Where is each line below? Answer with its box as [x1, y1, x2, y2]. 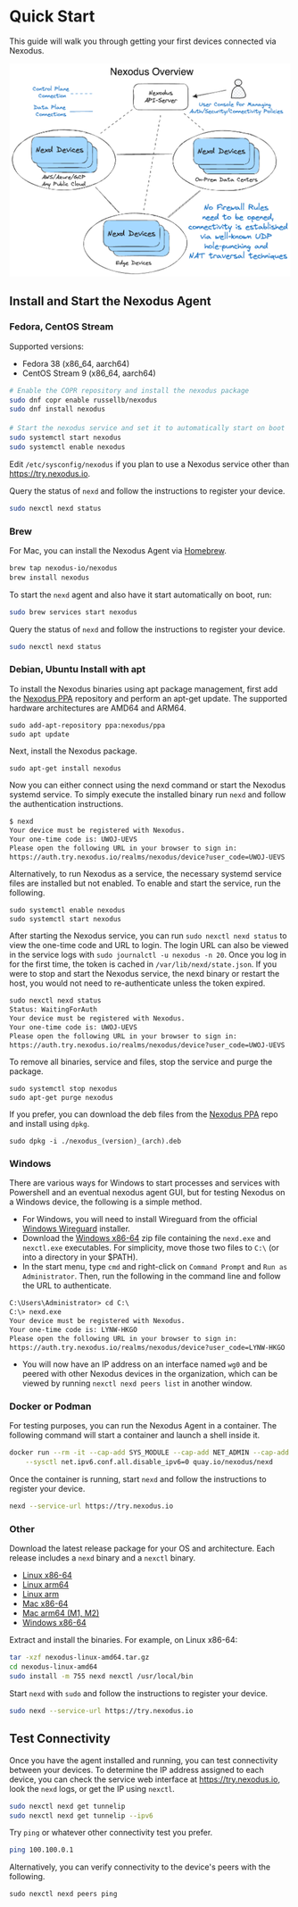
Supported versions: [9, 341, 85, 352]
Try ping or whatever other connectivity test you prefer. [9, 1828, 213, 1838]
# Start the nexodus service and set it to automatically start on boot [9, 424, 286, 433]
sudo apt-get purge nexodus [9, 1093, 114, 1102]
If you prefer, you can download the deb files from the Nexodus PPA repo [9, 1109, 278, 1120]
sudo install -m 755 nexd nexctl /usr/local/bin [9, 1672, 194, 1681]
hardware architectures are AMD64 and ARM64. [9, 703, 187, 713]
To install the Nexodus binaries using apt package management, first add [9, 683, 278, 694]
